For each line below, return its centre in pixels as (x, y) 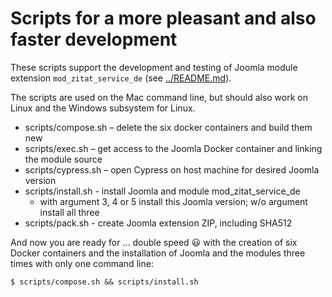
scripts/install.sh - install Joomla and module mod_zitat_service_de (162, 191)
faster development (94, 39)
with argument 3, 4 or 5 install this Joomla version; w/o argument (173, 201)
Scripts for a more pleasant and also (163, 18)
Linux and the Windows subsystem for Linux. (103, 108)
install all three (69, 212)
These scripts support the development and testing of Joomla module (154, 67)
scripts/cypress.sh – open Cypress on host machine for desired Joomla (172, 169)
